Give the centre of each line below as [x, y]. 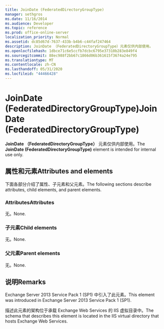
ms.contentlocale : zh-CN [30, 65]
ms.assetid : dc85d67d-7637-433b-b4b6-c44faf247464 [58, 42]
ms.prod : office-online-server [37, 33]
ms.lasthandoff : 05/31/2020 [34, 69]
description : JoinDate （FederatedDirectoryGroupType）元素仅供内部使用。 [79, 46]
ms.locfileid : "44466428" [31, 74]
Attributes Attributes [30, 202]
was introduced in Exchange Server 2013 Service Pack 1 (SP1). [68, 300]
